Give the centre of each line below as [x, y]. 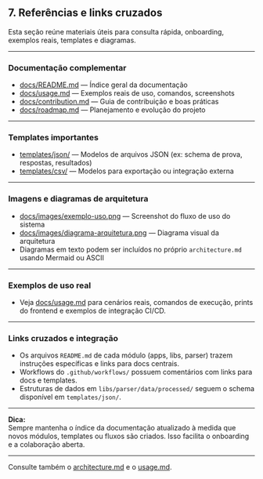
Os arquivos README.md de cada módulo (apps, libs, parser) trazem [126, 355]
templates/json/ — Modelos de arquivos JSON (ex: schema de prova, [131, 154]
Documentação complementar [67, 67]
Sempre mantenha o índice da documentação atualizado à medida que [122, 428]
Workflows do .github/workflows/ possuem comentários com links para [136, 372]
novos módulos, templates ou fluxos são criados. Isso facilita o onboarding [129, 436]
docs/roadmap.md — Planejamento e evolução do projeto [112, 110]
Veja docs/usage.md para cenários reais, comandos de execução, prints [136, 302]
